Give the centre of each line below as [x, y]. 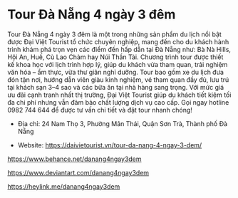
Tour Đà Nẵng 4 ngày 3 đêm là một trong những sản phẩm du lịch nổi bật [115, 34]
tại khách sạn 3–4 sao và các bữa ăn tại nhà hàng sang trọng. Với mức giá [116, 87]
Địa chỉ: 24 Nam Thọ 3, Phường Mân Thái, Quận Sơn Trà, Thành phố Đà [123, 123]
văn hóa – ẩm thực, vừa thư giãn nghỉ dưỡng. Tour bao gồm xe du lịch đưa [116, 72]
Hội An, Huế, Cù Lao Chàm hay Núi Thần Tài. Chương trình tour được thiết [115, 57]
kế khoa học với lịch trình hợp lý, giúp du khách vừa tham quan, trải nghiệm [118, 64]
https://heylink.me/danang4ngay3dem [64, 186]
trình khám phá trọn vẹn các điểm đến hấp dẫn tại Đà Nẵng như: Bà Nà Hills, [119, 49]
